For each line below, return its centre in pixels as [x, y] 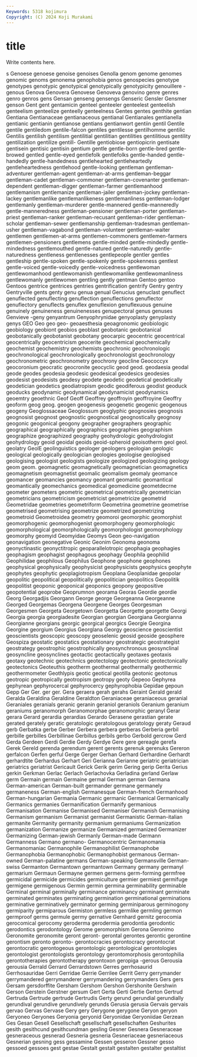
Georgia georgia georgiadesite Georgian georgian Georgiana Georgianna [94, 617]
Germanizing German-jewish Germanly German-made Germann [84, 836]
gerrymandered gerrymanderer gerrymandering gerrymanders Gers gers [95, 979]
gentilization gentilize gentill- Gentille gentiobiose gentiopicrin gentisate [93, 142]
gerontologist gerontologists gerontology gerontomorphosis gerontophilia [95, 954]
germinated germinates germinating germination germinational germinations [98, 898]
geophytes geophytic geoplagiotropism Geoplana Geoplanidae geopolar [94, 573]
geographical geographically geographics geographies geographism [89, 430]
